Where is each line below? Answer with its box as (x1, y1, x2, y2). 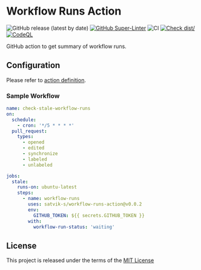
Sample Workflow (6, 91, 60, 100)
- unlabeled (22, 162, 53, 168)
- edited (22, 145, 45, 151)
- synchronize (22, 151, 59, 157)
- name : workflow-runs (22, 196, 80, 202)
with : (28, 218, 42, 224)
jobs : (6, 173, 20, 179)
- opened (22, 139, 45, 145)
